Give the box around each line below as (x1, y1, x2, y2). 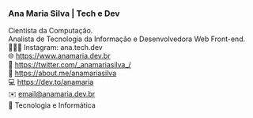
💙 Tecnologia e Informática (8, 101, 96, 110)
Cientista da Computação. (8, 26, 93, 36)
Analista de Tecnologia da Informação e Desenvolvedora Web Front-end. (8, 34, 246, 44)
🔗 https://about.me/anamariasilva (8, 68, 117, 78)
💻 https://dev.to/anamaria (8, 78, 94, 87)
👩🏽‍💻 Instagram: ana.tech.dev (8, 43, 103, 52)
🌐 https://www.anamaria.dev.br (8, 51, 111, 61)
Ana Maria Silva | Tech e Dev (8, 8, 120, 19)
